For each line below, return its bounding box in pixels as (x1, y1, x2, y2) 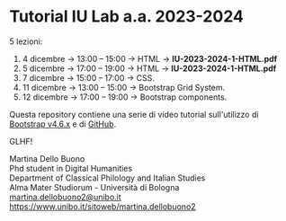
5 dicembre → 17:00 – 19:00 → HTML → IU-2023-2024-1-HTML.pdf (22, 63, 277, 74)
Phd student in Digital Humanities (9, 163, 133, 173)
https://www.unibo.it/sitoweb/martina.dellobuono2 (9, 200, 196, 212)
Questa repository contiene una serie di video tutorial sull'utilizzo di (9, 109, 259, 119)
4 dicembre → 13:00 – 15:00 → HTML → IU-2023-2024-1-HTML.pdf (22, 53, 278, 64)
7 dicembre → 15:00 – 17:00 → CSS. (22, 72, 155, 83)
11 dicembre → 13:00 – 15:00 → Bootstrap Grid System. (22, 82, 226, 93)
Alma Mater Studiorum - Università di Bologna (9, 181, 180, 192)
